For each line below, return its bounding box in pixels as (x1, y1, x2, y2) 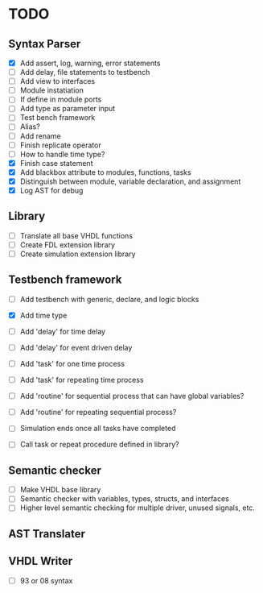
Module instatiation (19, 85, 84, 95)
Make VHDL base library (19, 485, 101, 495)
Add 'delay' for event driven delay (19, 342, 133, 352)
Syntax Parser (8, 37, 81, 51)
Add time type (19, 310, 68, 320)
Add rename (19, 131, 62, 141)
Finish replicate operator (19, 140, 102, 150)
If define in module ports (19, 94, 102, 105)
